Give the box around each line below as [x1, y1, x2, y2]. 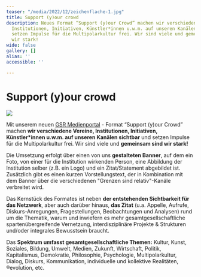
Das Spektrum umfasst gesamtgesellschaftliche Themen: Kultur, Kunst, [6, 239, 187, 246]
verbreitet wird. [6, 183, 44, 191]
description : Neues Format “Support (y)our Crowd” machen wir [6, 20, 165, 26]
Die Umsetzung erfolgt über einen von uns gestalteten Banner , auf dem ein [6, 152, 193, 159]
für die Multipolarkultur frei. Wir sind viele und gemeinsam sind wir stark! [6, 140, 188, 147]
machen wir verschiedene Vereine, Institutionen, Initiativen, [6, 127, 158, 135]
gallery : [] [6, 48, 36, 54]
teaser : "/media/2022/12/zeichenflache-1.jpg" [6, 8, 124, 15]
